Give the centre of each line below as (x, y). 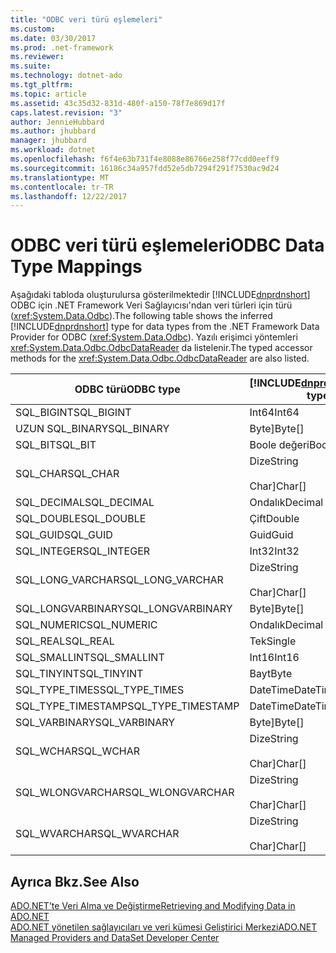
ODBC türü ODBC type (127, 389)
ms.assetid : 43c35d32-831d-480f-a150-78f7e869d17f (118, 103)
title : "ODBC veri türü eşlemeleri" (86, 19)
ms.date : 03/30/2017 (53, 38)
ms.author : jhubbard (53, 131)
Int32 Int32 (274, 551)
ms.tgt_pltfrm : (42, 85)
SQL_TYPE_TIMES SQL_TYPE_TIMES (100, 690)
